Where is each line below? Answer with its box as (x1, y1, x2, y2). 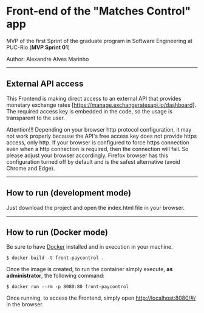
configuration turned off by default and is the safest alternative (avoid (6, 158, 180, 165)
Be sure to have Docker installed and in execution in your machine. (6, 243, 173, 251)
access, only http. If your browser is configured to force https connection (6, 138, 189, 146)
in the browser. (6, 301, 44, 308)
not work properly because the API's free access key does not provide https (6, 132, 197, 140)
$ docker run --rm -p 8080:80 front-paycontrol (6, 284, 129, 290)
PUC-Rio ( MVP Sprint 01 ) (6, 44, 70, 51)
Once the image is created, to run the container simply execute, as (6, 266, 173, 273)
